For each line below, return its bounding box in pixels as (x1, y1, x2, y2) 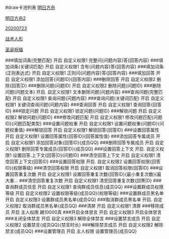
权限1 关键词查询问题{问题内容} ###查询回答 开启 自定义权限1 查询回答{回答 (5, 102, 162, 107)
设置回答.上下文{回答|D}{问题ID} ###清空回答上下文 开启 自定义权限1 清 (12, 152, 161, 158)
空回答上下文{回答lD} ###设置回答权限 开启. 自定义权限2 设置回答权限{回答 (5, 158, 161, 165)
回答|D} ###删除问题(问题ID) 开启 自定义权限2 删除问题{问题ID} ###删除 (11, 83, 161, 89)
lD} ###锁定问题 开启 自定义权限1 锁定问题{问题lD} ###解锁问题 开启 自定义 (5, 108, 162, 114)
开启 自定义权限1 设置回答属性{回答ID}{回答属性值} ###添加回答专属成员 (5, 133, 155, 139)
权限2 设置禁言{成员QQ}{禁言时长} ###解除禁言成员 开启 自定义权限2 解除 (9, 222, 163, 228)
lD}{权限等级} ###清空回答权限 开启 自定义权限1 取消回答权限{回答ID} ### (5, 165, 159, 171)
